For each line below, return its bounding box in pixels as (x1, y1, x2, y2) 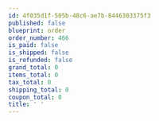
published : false (8, 19, 66, 27)
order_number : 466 (8, 33, 69, 42)
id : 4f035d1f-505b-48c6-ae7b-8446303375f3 (8, 11, 151, 20)
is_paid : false (8, 41, 59, 49)
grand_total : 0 (8, 64, 59, 72)
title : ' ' (8, 100, 45, 108)
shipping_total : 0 (8, 85, 69, 94)
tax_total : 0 (8, 78, 52, 86)
